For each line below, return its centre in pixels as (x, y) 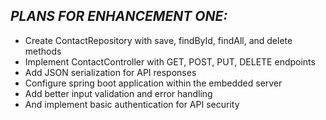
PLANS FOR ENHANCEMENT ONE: (119, 16)
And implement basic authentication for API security (132, 104)
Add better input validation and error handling (118, 93)
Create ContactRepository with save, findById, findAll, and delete (158, 40)
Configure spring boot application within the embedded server (153, 83)
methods (43, 51)
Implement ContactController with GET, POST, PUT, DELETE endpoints (170, 61)
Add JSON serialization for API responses (110, 72)
